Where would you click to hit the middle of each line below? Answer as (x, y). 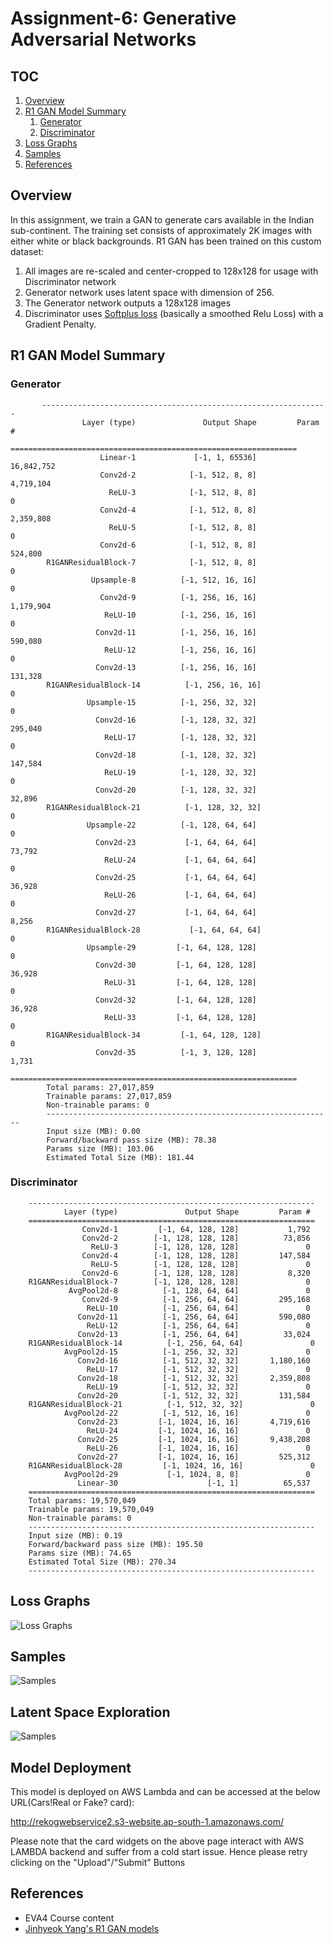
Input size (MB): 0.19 (75, 1535)
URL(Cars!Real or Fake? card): (72, 1803)
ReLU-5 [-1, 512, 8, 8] (182, 527)
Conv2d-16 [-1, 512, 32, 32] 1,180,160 (194, 1360)
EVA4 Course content (69, 1918)
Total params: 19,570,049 (82, 1500)
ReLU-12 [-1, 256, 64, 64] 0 (198, 1325)
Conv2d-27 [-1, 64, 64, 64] (176, 912)
